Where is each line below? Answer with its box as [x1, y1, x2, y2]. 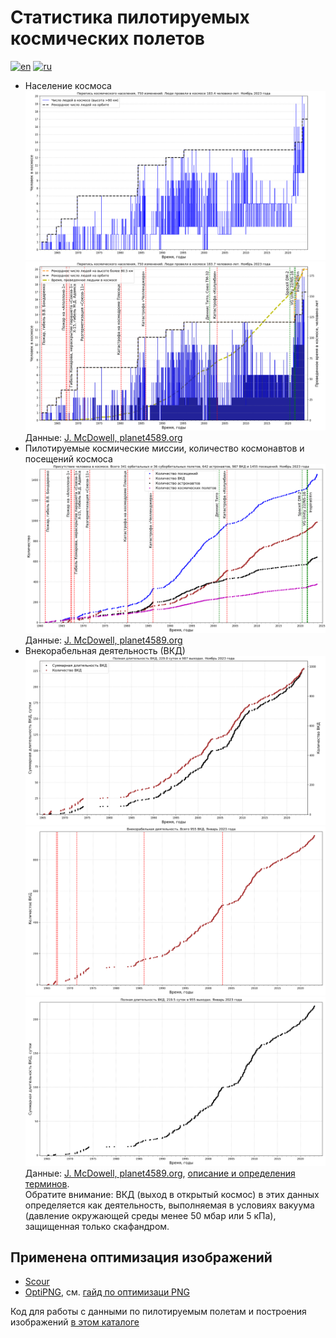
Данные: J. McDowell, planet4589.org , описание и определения [24, 1167, 296, 1179]
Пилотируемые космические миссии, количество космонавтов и [24, 442, 305, 455]
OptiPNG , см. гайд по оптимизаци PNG [24, 1286, 191, 1298]
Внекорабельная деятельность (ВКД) [24, 645, 186, 657]
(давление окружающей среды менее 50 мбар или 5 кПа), [24, 1209, 277, 1221]
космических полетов [10, 27, 205, 50]
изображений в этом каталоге [10, 1316, 140, 1328]
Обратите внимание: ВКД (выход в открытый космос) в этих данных [24, 1188, 320, 1200]
